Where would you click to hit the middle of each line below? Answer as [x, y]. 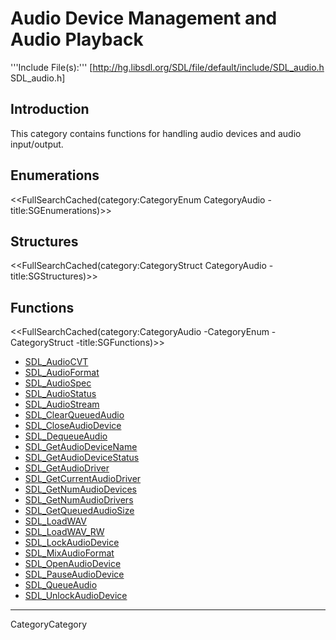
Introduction [50, 109]
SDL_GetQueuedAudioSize [79, 511]
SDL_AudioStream [62, 404]
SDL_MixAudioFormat [69, 553]
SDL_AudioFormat [62, 373]
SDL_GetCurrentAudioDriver [83, 479]
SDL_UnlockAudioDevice [76, 596]
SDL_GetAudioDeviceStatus [82, 458]
